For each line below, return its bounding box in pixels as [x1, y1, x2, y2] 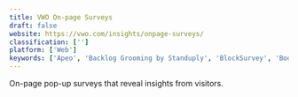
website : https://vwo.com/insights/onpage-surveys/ [9, 29, 204, 38]
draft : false [9, 21, 58, 30]
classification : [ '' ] [9, 37, 90, 47]
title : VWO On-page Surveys [9, 12, 114, 22]
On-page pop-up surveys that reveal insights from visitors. [9, 78, 223, 88]
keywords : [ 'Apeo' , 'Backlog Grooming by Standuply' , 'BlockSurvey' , [9, 54, 272, 63]
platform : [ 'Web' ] [9, 46, 77, 55]
